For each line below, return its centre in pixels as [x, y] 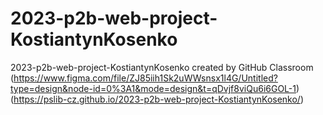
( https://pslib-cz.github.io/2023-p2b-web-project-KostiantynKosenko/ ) [157, 99]
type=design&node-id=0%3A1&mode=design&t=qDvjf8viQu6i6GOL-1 [153, 88]
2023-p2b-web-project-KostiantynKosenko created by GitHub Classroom [162, 67]
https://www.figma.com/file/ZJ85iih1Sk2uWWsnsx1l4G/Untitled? [145, 78]
